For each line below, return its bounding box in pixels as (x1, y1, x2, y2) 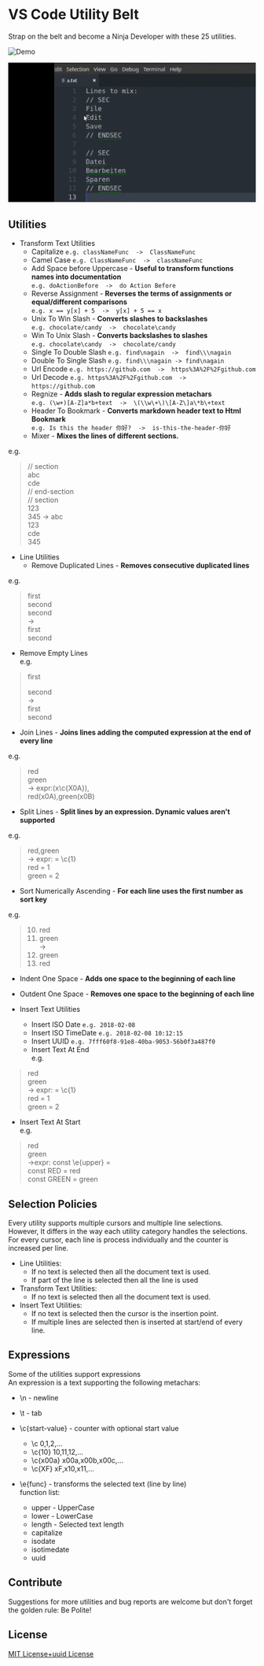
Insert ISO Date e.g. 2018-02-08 (31, 1020, 136, 1029)
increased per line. (8, 1244, 69, 1253)
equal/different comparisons (31, 297, 128, 307)
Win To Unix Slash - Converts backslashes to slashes (31, 331, 208, 340)
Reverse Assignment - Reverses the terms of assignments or (31, 289, 233, 299)
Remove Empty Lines (19, 649, 88, 658)
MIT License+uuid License (8, 1649, 94, 1658)
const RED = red (27, 1166, 81, 1176)
